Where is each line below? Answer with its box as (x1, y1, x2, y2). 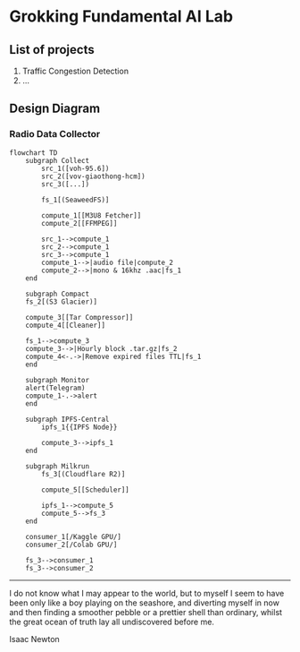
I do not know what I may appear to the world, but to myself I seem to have (9, 588, 285, 598)
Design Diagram (9, 101, 101, 116)
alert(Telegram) (25, 383, 87, 392)
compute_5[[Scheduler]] (41, 485, 129, 494)
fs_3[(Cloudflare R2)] (41, 469, 126, 478)
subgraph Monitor (25, 375, 90, 384)
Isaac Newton (9, 633, 60, 644)
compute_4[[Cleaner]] (25, 321, 105, 330)
